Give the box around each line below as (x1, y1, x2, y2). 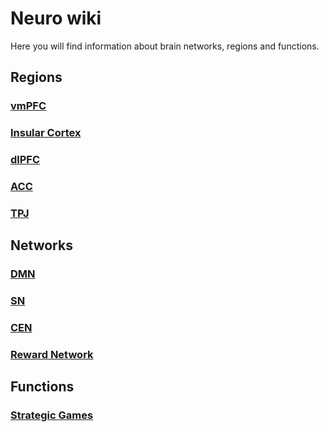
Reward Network (10, 348, 94, 362)
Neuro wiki (10, 7, 102, 30)
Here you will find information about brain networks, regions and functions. (10, 40, 320, 52)
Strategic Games (10, 408, 94, 422)
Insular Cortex (10, 126, 82, 140)
